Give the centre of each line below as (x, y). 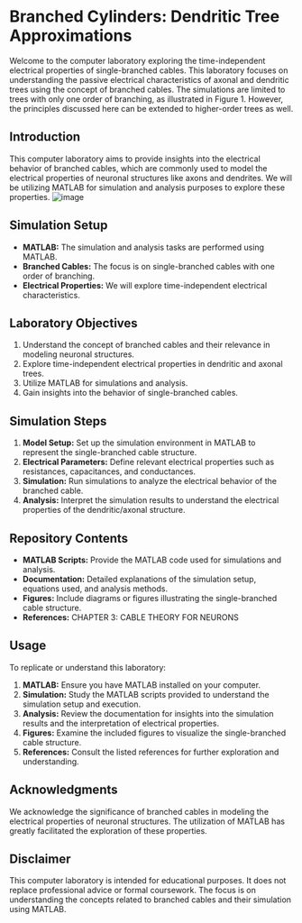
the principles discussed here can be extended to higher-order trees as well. (151, 108)
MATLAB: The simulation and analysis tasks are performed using (143, 247)
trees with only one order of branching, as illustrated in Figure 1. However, (146, 99)
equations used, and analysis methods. (95, 589)
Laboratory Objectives (73, 323)
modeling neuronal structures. (78, 354)
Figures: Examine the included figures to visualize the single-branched (154, 733)
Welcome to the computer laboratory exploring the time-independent (137, 60)
